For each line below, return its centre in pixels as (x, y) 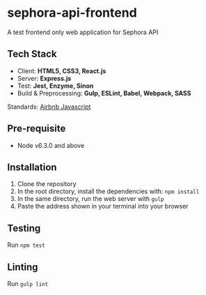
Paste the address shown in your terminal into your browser (103, 206)
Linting (23, 267)
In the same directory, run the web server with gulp (90, 199)
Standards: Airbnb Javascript (49, 107)
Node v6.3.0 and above (51, 145)
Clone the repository (47, 184)
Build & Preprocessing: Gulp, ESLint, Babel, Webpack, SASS (104, 93)
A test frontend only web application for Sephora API (83, 32)
